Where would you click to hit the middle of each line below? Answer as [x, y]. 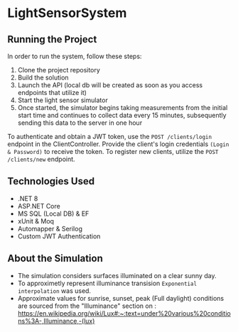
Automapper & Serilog [50, 228]
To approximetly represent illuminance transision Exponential [107, 283]
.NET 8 [28, 198]
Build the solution [43, 77]
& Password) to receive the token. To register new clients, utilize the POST [113, 151]
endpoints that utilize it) [52, 93]
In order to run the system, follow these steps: [75, 56]
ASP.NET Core [39, 206]
